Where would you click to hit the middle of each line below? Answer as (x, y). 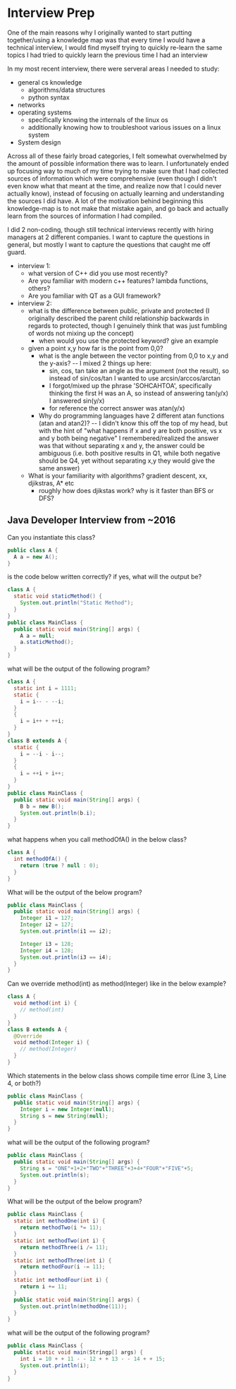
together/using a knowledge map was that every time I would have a (106, 40)
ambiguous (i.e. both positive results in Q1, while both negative (129, 453)
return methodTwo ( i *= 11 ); (61, 1228)
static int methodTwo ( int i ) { (60, 1241)
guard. (17, 252)
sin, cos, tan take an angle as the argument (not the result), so (139, 370)
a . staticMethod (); (47, 642)
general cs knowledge (50, 82)
